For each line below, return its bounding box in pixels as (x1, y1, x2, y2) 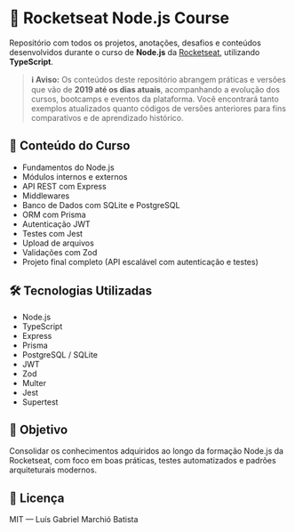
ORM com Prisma (21, 209, 86, 220)
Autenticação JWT (21, 218, 91, 230)
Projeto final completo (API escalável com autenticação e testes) (21, 256, 259, 267)
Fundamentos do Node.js (21, 162, 115, 173)
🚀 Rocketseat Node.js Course (9, 8, 229, 28)
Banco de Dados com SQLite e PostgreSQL (21, 199, 180, 210)
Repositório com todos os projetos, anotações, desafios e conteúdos (9, 37, 262, 48)
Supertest (21, 396, 59, 407)
